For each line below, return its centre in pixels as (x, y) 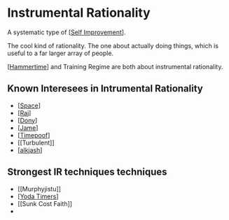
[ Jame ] (28, 128)
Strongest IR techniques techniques (87, 172)
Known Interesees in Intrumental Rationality (105, 89)
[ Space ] (29, 105)
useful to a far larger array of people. (61, 53)
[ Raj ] (24, 112)
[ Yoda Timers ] (38, 196)
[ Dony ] (27, 120)
